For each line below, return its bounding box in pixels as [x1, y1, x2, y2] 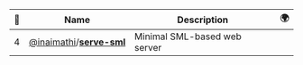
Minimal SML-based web [133, 30, 242, 43]
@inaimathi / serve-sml [28, 36, 126, 48]
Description [177, 13, 229, 26]
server [133, 42, 162, 53]
